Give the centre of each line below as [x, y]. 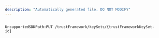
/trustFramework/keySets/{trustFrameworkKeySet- [105, 27]
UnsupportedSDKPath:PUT [29, 27]
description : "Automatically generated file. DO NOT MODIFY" [68, 9]
